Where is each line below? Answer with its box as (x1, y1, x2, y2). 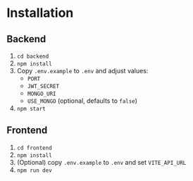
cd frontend (16, 144, 52, 151)
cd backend (16, 53, 49, 60)
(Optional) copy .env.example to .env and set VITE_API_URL (16, 158, 187, 166)
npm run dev (16, 167, 52, 174)
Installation (6, 5, 74, 21)
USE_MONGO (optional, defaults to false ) (27, 96, 138, 105)
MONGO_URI (27, 90, 57, 97)
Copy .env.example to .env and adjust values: (16, 67, 149, 75)
